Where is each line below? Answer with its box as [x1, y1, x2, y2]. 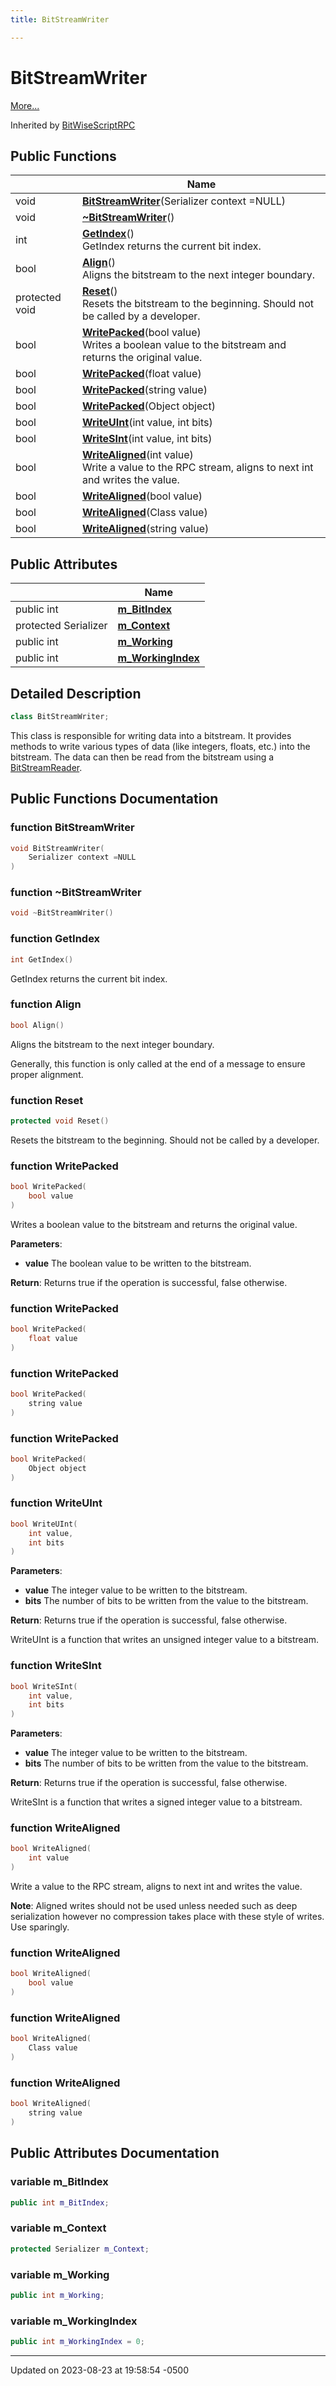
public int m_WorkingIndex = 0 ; [10, 2337, 145, 2347]
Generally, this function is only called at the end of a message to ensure [10, 1057, 306, 1070]
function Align [10, 997, 82, 1011]
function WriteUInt [10, 1496, 103, 1510]
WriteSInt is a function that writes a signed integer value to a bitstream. [10, 1796, 303, 1808]
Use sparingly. [10, 1921, 70, 1933]
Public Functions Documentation [10, 791, 219, 808]
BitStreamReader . [10, 761, 83, 773]
